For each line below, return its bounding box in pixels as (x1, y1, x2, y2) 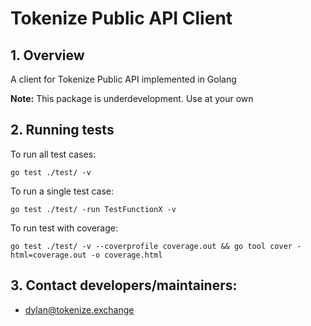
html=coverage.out (10, 250, 87, 260)
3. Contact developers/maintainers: (10, 277, 238, 294)
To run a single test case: (10, 185, 115, 197)
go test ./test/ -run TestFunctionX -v (10, 204, 177, 214)
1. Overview (10, 47, 85, 64)
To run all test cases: (10, 148, 97, 160)
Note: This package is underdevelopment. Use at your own (10, 93, 254, 104)
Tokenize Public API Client (10, 7, 233, 30)
